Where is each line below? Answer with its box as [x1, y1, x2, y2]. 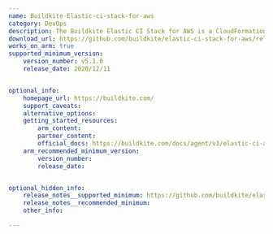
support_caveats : [23, 102, 82, 110]
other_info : [23, 206, 63, 215]
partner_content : [37, 132, 96, 141]
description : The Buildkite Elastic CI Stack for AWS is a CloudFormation [8, 27, 267, 35]
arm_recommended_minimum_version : [23, 147, 140, 155]
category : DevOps [8, 19, 67, 28]
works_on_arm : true [8, 42, 75, 50]
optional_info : [8, 86, 60, 94]
